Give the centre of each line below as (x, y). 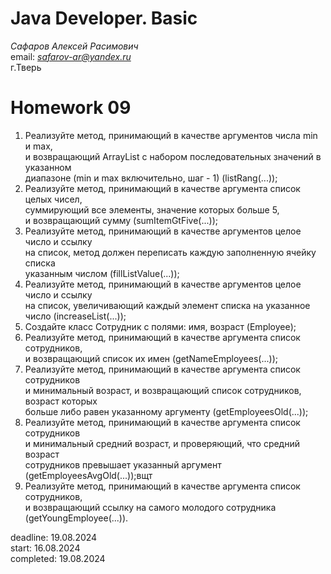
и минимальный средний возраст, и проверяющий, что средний (162, 443)
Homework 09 (71, 108)
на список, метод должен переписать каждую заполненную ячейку (170, 252)
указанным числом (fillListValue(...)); (102, 273)
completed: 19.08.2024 (58, 558)
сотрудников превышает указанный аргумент (123, 464)
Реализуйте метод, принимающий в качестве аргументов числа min (171, 135)
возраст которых (61, 401)
